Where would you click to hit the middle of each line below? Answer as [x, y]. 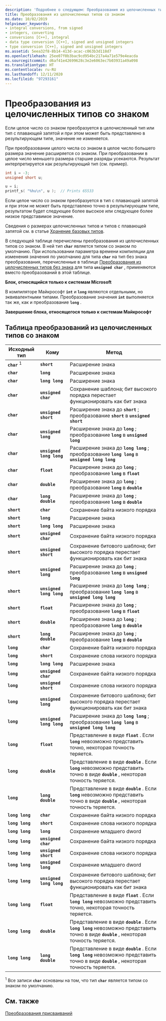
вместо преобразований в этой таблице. [48, 272]
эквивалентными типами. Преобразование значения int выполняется [80, 297]
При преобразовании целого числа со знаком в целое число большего [80, 148]
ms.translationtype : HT [30, 65]
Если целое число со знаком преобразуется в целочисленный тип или [80, 128]
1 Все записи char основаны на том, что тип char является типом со [77, 980]
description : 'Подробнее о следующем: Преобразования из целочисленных [80, 10]
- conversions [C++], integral [37, 38]
